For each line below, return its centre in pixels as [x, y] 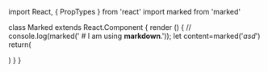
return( [20, 44]
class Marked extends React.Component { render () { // [100, 27]
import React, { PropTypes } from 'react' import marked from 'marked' [125, 12]
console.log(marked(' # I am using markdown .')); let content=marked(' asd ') [134, 36]
